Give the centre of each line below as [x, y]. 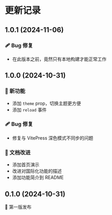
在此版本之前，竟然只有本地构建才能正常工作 [59, 59]
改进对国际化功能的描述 [37, 171]
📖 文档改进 [18, 152]
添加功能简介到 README [38, 178]
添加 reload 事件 [29, 110]
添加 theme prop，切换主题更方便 [47, 103]
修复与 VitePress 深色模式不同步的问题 [53, 138]
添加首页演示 [26, 165]
